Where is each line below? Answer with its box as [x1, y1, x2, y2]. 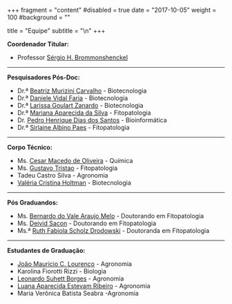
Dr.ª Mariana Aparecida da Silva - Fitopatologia [17, 108, 151, 117]
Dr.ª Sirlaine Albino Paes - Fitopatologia [17, 124, 130, 131]
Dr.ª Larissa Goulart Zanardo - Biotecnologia [17, 102, 144, 109]
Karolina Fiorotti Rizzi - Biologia [17, 267, 107, 275]
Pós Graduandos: [7, 198, 59, 207]
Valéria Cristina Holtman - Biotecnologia [17, 179, 131, 187]
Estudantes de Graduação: [7, 247, 86, 254]
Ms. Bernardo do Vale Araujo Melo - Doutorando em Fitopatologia [17, 212, 204, 220]
